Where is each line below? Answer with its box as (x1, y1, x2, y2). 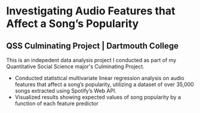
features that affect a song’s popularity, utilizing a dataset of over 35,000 (14, 81, 194, 88)
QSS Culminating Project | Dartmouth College (6, 41, 179, 51)
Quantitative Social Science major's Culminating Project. (6, 63, 144, 70)
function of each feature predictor (14, 100, 99, 107)
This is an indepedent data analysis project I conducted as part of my (6, 57, 177, 63)
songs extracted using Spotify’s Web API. (14, 87, 117, 94)
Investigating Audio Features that (6, 4, 176, 18)
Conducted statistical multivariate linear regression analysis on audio (14, 75, 184, 81)
